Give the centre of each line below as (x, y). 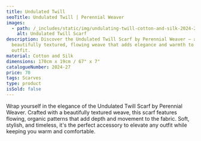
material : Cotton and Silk (40, 56)
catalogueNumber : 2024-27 (38, 67)
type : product (24, 84)
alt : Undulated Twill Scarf (52, 34)
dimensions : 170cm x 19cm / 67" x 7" (53, 61)
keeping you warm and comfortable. (51, 131)
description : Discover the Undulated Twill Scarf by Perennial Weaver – (99, 39)
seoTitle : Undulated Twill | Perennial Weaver (65, 17)
